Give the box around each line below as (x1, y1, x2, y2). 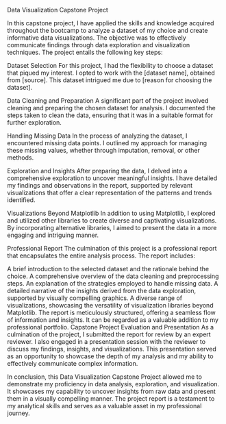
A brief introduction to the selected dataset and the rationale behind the (7, 265, 210, 273)
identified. (7, 196, 36, 204)
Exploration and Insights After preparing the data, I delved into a (7, 167, 188, 175)
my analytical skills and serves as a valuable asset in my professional (7, 402, 202, 410)
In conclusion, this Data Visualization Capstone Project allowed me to (7, 373, 202, 381)
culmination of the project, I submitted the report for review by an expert (7, 330, 211, 338)
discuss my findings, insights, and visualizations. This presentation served (7, 345, 217, 353)
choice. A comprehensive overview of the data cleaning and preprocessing (7, 272, 219, 280)
